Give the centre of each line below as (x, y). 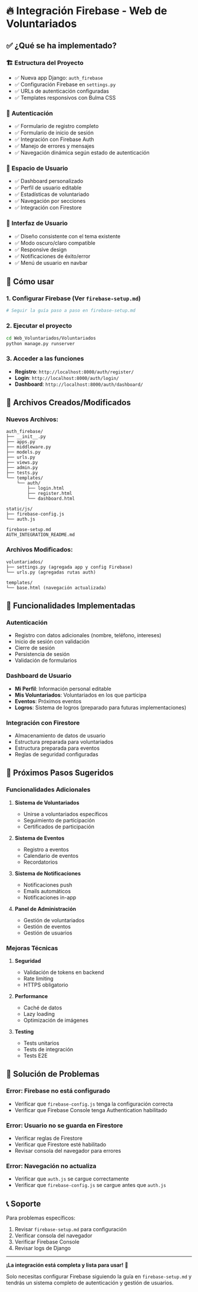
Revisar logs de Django (43, 1248)
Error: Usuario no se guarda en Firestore (65, 1125)
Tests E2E (36, 1055)
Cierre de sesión (34, 648)
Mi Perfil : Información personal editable (63, 688)
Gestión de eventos (47, 926)
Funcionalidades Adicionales (48, 790)
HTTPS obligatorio (46, 985)
